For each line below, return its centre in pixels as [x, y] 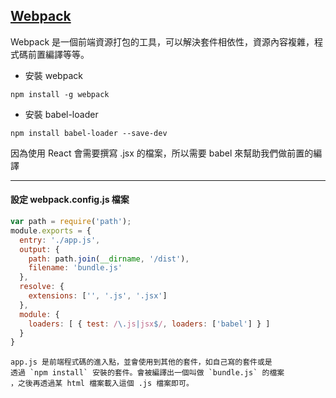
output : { [39, 249]
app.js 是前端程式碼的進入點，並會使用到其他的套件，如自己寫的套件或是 [141, 362]
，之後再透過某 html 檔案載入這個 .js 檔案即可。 [102, 384]
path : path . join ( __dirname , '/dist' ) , [109, 259]
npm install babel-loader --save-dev [89, 133]
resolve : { [42, 287]
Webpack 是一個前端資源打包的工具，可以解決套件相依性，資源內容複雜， [162, 41]
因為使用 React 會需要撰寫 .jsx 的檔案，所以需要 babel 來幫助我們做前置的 [162, 153]
